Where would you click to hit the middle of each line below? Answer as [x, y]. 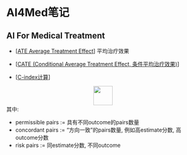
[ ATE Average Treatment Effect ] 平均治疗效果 [72, 51]
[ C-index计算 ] [33, 77]
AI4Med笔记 [38, 13]
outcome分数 [32, 138]
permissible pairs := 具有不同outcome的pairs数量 [77, 122]
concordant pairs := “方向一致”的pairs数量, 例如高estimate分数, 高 [98, 130]
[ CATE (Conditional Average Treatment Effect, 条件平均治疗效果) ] [97, 64]
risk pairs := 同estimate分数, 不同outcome [68, 145]
